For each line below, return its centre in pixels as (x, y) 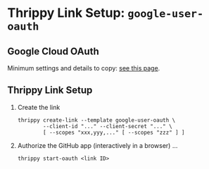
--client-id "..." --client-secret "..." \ (108, 126)
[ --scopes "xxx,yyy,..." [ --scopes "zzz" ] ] (114, 132)
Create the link (39, 107)
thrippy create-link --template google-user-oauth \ (96, 120)
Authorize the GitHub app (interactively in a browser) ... (97, 145)
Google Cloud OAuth (53, 51)
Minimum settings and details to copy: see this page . (84, 68)
